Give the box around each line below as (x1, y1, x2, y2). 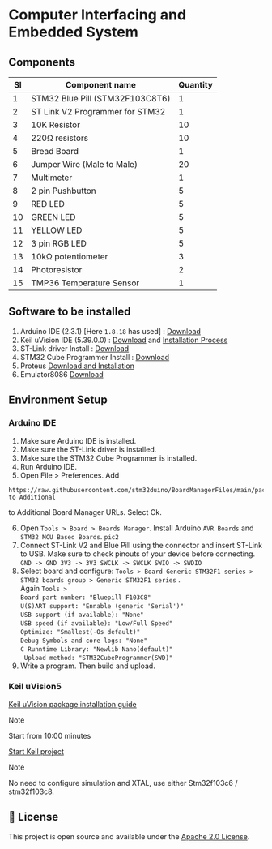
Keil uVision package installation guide (8, 699, 138, 709)
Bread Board (31, 146, 79, 157)
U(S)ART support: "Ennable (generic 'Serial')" (19, 602, 184, 610)
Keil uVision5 (8, 681, 62, 692)
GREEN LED (31, 212, 76, 222)
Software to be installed (8, 305, 131, 319)
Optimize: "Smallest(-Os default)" (19, 628, 141, 636)
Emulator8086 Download (19, 369, 104, 379)
